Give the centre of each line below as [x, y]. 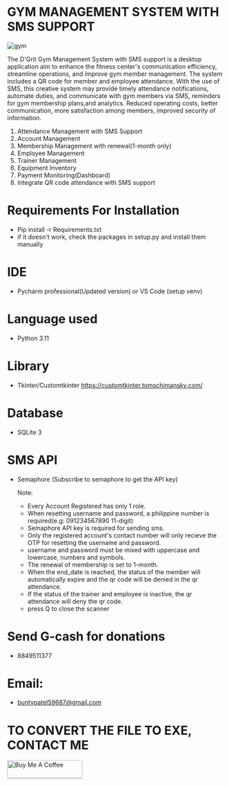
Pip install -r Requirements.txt [59, 229]
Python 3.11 [33, 338]
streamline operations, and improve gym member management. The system [115, 74]
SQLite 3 [29, 432]
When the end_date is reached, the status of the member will [114, 572]
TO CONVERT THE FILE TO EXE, [99, 730]
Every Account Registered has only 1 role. [87, 506]
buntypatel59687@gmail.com [59, 703]
